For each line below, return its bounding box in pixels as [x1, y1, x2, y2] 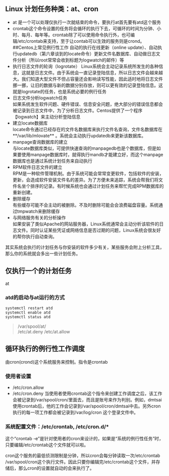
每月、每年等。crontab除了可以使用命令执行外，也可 [21, 32, 131, 38]
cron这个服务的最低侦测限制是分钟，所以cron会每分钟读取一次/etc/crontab [5, 453, 160, 459]
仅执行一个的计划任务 [5, 267, 72, 275]
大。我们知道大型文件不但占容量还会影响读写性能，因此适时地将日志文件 [12, 76, 163, 82]
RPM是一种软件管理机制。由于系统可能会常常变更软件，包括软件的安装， [12, 170, 164, 176]
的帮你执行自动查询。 [12, 233, 57, 240]
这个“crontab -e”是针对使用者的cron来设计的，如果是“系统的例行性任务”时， [5, 436, 164, 442]
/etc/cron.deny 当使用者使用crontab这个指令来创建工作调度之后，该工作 [12, 390, 162, 397]
